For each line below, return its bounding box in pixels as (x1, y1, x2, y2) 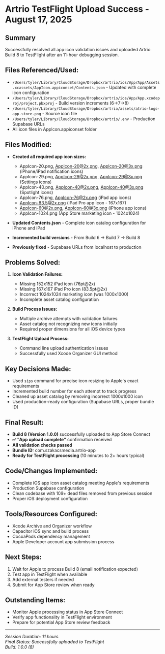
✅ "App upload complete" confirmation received (12, 437, 112, 443)
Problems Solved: (5, 259, 60, 267)
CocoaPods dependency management (12, 533, 90, 539)
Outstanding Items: (5, 596, 65, 604)
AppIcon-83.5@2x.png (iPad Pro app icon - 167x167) (19, 199, 127, 205)
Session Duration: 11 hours (5, 634, 59, 640)
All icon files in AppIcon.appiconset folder (12, 126, 97, 132)
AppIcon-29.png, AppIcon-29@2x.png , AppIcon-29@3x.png (19, 173, 142, 179)
